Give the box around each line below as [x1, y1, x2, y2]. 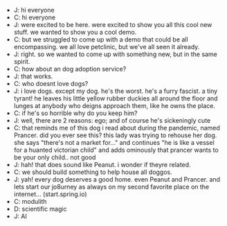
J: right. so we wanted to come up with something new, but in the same [13, 50, 218, 58]
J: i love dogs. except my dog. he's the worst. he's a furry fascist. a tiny [13, 87, 218, 95]
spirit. [13, 58, 30, 65]
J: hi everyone [13, 6, 55, 14]
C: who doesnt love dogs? [13, 80, 89, 87]
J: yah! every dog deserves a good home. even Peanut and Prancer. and [13, 175, 220, 183]
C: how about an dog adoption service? [13, 65, 127, 73]
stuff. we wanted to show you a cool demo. [13, 28, 137, 36]
